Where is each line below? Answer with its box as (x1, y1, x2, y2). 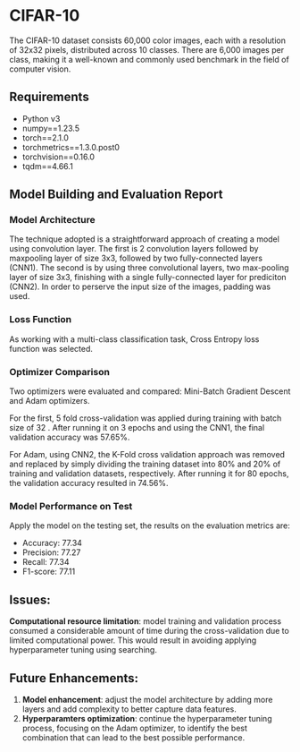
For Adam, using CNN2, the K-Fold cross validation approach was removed (9, 449, 286, 460)
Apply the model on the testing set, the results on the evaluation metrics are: (9, 520, 290, 531)
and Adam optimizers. (9, 396, 90, 406)
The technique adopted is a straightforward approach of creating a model (9, 234, 279, 244)
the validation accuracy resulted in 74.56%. (9, 478, 169, 489)
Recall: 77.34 (21, 557, 70, 568)
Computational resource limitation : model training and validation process (9, 616, 282, 627)
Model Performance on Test (9, 500, 133, 512)
